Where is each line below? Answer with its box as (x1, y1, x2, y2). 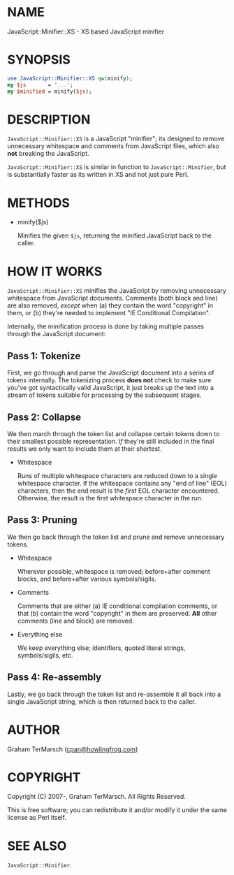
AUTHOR (7, 721, 61, 737)
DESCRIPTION (7, 111, 91, 127)
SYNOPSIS (7, 52, 71, 68)
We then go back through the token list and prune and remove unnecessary (7, 533, 225, 541)
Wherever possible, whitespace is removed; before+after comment (17, 567, 211, 575)
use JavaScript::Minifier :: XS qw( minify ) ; (7, 75, 133, 82)
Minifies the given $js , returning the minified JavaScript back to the (17, 231, 212, 240)
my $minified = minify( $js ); (7, 88, 92, 95)
